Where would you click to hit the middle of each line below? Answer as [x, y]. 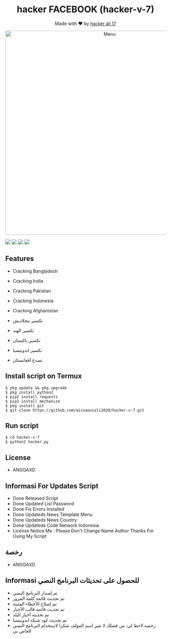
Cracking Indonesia [33, 301]
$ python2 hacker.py [27, 442]
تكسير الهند [23, 330]
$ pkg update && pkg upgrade [36, 388]
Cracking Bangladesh [35, 271]
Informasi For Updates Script [52, 486]
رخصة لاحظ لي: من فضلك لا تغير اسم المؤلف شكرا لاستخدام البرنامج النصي [84, 625]
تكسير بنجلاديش [28, 321]
